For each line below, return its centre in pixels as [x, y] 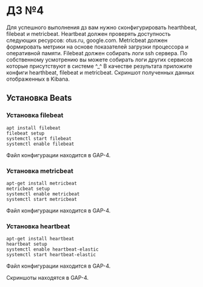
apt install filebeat [34, 128]
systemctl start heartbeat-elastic [51, 255]
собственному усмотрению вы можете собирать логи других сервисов [99, 59]
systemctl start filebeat [39, 138]
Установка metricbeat [40, 171]
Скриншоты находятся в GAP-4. [48, 278]
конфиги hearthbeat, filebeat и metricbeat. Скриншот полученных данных [101, 72]
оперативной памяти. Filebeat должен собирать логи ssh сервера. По [97, 53]
